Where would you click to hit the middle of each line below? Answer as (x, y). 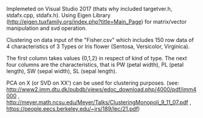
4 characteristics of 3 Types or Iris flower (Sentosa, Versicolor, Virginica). (98, 46)
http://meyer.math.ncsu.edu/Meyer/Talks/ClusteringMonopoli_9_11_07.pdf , (99, 102)
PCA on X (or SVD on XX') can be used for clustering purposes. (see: (93, 83)
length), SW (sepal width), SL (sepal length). (62, 71)
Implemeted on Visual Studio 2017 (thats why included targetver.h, (89, 9)
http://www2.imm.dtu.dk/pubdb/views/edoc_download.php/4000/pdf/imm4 (101, 89)
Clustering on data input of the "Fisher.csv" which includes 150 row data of (100, 40)
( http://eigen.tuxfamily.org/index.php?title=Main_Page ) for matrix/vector (97, 22)
